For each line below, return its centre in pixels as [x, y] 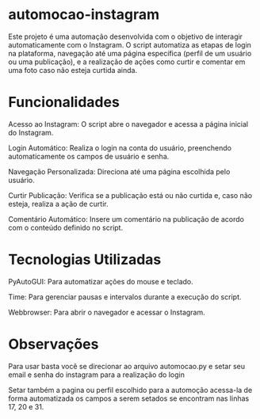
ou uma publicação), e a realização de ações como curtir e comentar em [127, 62]
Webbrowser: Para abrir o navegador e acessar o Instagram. [107, 312]
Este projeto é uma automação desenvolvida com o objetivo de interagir [126, 36]
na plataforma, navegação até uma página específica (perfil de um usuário [130, 53]
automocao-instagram [84, 15]
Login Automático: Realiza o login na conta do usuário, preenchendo [120, 147]
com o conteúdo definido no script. [66, 227]
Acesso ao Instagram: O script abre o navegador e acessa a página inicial [128, 124]
